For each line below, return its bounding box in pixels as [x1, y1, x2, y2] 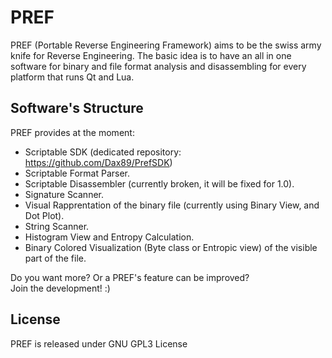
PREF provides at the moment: [10, 126, 135, 138]
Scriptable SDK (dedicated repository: [24, 146, 182, 158]
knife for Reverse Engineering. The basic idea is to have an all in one [10, 49, 292, 61]
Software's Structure [10, 100, 144, 117]
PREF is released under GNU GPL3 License [10, 337, 188, 350]
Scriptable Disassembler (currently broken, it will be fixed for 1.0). [24, 177, 295, 190]
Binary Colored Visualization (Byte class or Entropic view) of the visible [24, 241, 318, 253]
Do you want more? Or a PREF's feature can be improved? [10, 271, 250, 283]
